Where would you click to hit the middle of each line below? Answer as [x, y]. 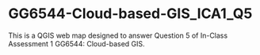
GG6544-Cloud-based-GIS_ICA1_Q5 [130, 14]
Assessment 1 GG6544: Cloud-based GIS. [76, 43]
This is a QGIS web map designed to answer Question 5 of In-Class [118, 35]
